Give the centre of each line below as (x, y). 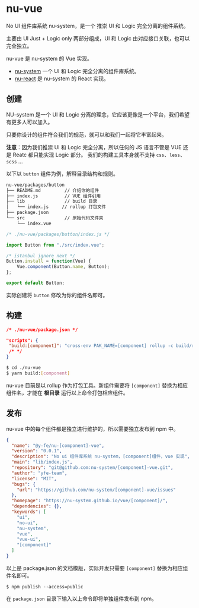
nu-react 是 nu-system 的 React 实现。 (62, 78)
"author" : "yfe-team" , (39, 473)
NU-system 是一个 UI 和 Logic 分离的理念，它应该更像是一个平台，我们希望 (98, 114)
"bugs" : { (23, 484)
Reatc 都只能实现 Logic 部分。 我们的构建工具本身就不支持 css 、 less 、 (99, 155)
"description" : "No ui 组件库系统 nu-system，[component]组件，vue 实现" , (101, 456)
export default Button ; (36, 283)
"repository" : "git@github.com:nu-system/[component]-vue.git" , (92, 468)
